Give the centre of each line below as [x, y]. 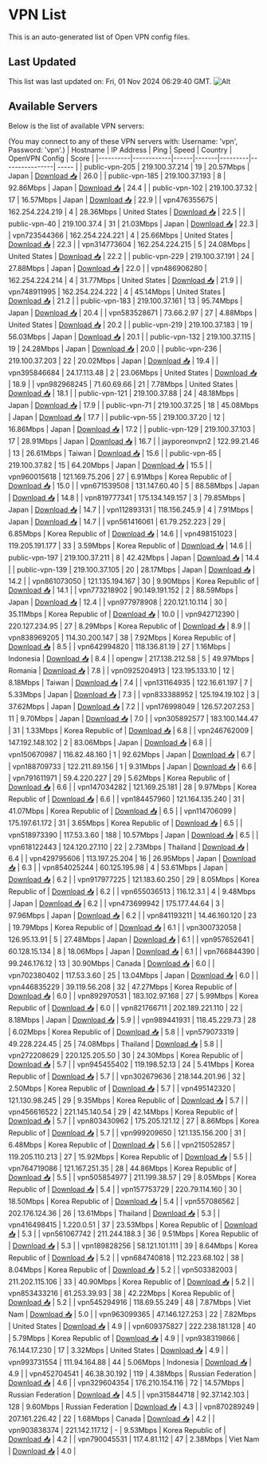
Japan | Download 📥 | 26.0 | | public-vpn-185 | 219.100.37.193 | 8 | [117, 176]
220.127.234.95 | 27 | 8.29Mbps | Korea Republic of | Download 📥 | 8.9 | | [130, 626]
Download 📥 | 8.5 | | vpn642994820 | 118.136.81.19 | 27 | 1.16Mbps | [120, 646]
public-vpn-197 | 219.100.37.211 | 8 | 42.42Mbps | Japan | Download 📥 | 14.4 [134, 557]
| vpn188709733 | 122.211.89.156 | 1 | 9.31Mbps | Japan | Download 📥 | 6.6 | [132, 766]
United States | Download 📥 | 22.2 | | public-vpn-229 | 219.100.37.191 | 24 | [131, 256]
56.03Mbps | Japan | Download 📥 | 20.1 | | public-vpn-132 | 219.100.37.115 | [132, 337]
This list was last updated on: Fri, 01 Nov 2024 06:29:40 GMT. [110, 81]
